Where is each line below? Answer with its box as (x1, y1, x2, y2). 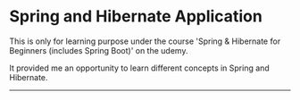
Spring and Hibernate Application (9, 6, 263, 27)
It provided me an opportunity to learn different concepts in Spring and (9, 62, 270, 73)
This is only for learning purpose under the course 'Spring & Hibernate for (9, 36, 281, 46)
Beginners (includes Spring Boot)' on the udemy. (9, 45, 188, 55)
